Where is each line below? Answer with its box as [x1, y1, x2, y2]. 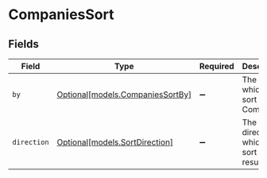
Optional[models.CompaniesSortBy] [56, 89, 192, 100]
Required [199, 61, 234, 72]
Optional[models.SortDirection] [56, 137, 173, 148]
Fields [8, 37, 40, 51]
